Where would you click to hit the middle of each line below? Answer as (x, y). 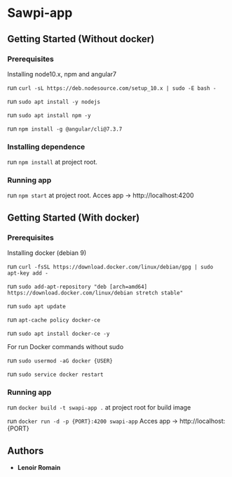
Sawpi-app (40, 13)
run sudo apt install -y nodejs (54, 101)
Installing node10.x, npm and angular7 (62, 74)
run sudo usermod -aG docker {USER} (60, 360)
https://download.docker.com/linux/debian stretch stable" (95, 293)
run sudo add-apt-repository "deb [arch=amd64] (77, 287)
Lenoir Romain (39, 468)
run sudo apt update (37, 306)
